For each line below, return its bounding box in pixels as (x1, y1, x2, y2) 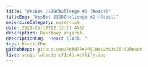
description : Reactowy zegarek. (6, 30, 85, 36)
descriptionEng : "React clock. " (6, 36, 88, 41)
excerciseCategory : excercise (6, 19, 80, 25)
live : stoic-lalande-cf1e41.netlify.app (6, 52, 106, 58)
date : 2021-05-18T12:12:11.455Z (6, 24, 85, 31)
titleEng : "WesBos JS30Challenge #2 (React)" (6, 14, 119, 20)
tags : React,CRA (6, 41, 46, 47)
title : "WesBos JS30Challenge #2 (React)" (6, 8, 111, 15)
